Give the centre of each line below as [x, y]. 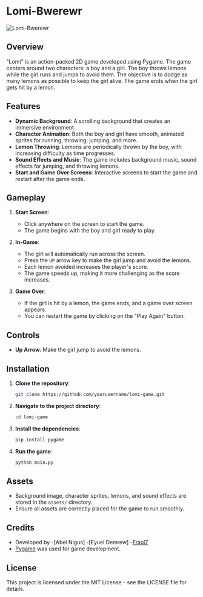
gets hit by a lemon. [31, 87]
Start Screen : [32, 213]
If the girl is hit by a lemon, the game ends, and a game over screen [108, 303]
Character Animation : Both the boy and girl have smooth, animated [99, 134]
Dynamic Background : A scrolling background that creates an [93, 121]
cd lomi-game [32, 417]
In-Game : [27, 242]
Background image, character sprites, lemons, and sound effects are [101, 496]
